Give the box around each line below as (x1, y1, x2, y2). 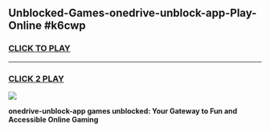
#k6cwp (43, 19, 86, 33)
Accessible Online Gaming (8, 114, 99, 124)
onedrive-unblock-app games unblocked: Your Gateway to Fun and (8, 106, 238, 115)
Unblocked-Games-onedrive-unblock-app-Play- (8, 6, 257, 20)
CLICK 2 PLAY (8, 73, 64, 84)
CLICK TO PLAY (8, 43, 71, 54)
